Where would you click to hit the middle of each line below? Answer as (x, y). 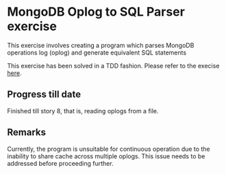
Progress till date (44, 95)
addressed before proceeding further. (61, 163)
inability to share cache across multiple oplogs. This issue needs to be (106, 156)
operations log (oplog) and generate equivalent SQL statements (97, 53)
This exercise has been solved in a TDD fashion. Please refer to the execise (113, 66)
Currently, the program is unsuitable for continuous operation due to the (109, 149)
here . (14, 73)
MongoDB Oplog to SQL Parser (96, 12)
